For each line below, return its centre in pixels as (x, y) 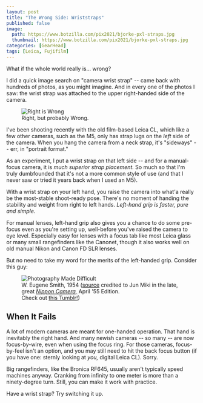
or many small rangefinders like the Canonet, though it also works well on (98, 242)
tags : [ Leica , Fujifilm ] (38, 52)
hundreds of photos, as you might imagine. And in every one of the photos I (101, 87)
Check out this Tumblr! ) (51, 298)
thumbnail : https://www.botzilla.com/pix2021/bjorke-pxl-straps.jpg (100, 40)
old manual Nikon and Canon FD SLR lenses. (62, 248)
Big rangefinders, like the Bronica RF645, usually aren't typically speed (95, 369)
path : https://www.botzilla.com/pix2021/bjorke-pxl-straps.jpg (93, 35)
